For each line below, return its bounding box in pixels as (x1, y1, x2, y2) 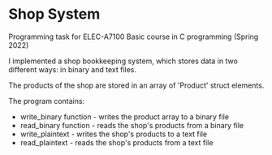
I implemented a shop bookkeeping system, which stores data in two (8, 56, 238, 66)
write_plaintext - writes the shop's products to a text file (19, 129, 208, 139)
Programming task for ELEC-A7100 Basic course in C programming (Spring (8, 32, 259, 41)
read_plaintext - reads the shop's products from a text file (19, 137, 214, 147)
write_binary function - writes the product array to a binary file (19, 111, 230, 122)
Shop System (8, 5, 101, 24)
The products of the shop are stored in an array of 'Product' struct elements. (8, 80, 265, 90)
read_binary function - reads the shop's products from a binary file (19, 120, 244, 130)
